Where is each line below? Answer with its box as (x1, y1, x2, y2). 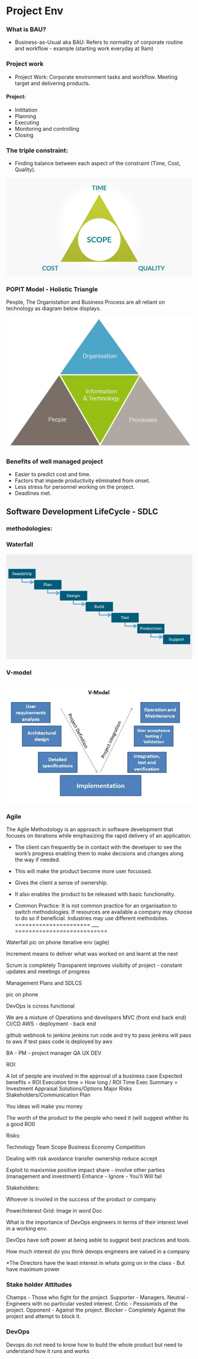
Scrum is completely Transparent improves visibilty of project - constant (6, 961, 182, 969)
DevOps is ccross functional (6, 1002, 75, 1009)
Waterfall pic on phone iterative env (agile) (6, 938, 109, 945)
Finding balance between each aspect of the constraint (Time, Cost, (14, 160, 181, 167)
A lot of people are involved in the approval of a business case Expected (6, 1072, 183, 1079)
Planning (14, 113, 37, 120)
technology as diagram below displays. (6, 305, 102, 312)
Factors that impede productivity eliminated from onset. (14, 477, 151, 484)
